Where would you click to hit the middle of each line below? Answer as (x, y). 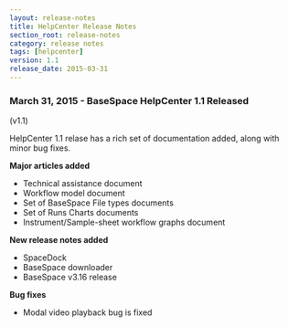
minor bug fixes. (40, 148)
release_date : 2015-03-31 (59, 69)
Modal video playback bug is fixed (87, 312)
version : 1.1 (34, 60)
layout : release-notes (53, 18)
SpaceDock (44, 258)
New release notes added (59, 240)
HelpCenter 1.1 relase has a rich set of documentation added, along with (144, 139)
